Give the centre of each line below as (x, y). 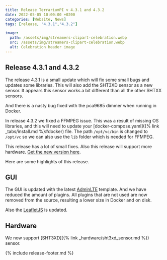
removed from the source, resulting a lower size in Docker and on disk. (78, 200)
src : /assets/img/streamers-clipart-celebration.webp (67, 43)
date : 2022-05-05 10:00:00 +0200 (40, 15)
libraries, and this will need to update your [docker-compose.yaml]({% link (82, 126)
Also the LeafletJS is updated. (36, 210)
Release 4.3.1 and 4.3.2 (42, 68)
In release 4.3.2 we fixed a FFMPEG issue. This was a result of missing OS (82, 120)
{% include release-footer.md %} (39, 253)
